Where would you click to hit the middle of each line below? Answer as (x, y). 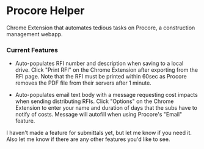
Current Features (32, 50)
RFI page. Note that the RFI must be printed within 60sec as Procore (101, 77)
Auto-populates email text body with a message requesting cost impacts (107, 95)
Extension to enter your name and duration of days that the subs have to (106, 108)
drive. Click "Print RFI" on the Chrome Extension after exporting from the (107, 70)
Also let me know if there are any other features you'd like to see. (88, 139)
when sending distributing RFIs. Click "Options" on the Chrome (94, 101)
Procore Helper (46, 11)
